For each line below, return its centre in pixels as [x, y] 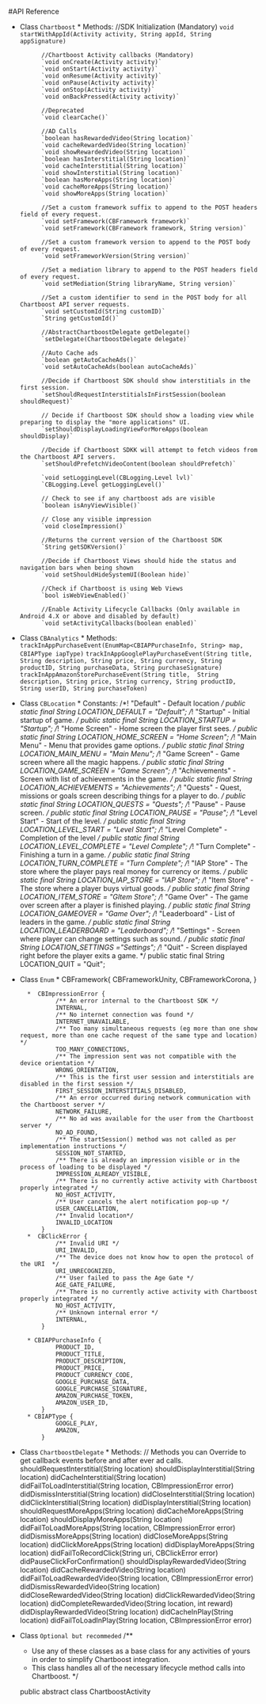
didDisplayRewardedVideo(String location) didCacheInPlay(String [126, 1612]
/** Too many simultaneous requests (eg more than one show [156, 1029]
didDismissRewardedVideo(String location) [89, 1586]
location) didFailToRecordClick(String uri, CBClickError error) [119, 1553]
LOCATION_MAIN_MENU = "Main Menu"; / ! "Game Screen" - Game [129, 754]
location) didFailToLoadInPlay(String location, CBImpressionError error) [136, 1620]
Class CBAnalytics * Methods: [68, 638]
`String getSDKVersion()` [84, 547]
